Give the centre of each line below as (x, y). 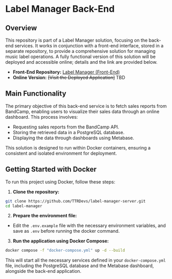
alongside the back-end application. (43, 271)
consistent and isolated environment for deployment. (61, 153)
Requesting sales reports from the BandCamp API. (66, 127)
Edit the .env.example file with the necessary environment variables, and (89, 226)
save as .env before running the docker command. (66, 231)
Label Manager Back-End (60, 9)
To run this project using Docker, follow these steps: (60, 182)
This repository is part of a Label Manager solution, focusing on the (77, 40)
